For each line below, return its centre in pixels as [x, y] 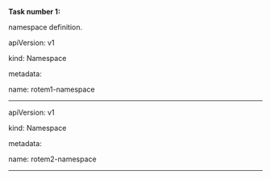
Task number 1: [34, 12]
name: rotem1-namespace [52, 89]
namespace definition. [46, 27]
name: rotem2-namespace [52, 159]
